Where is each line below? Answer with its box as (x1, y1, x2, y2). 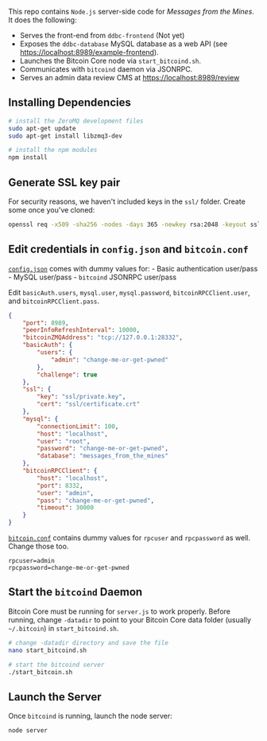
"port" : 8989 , (22, 318, 69, 327)
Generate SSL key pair (8, 175, 121, 189)
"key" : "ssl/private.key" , (37, 393, 126, 401)
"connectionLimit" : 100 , (37, 422, 119, 431)
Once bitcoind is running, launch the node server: (8, 712, 172, 721)
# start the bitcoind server (8, 661, 105, 669)
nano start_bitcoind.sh (8, 646, 87, 654)
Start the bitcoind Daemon (8, 585, 143, 599)
